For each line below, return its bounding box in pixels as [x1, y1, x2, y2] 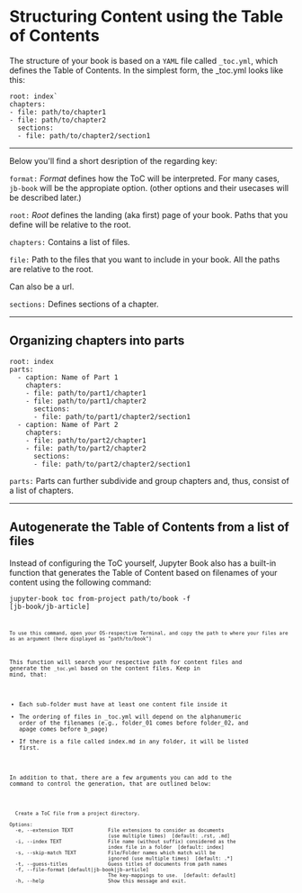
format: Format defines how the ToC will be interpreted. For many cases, [9, 173, 280, 184]
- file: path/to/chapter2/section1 [17, 131, 151, 141]
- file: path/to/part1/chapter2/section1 [32, 412, 191, 421]
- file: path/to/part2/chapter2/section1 [32, 460, 191, 469]
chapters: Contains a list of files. [9, 236, 130, 247]
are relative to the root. [9, 263, 94, 274]
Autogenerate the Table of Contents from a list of [9, 520, 289, 535]
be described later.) [9, 192, 83, 203]
